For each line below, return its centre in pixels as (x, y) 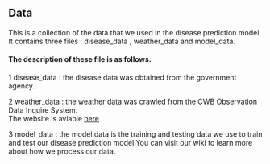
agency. (21, 86)
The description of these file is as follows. (80, 59)
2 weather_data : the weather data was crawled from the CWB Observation (133, 102)
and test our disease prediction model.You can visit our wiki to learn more (131, 143)
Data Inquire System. (43, 110)
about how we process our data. (62, 151)
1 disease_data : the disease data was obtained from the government (123, 78)
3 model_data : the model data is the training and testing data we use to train (135, 134)
